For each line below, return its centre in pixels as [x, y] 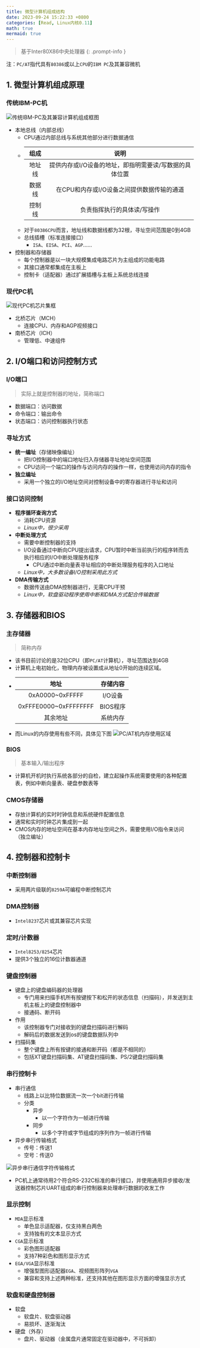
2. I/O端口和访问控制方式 [51, 361]
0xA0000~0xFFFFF [56, 695]
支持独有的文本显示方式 [52, 1233]
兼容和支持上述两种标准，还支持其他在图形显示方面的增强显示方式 [104, 1278]
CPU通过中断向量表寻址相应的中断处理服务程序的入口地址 [103, 565]
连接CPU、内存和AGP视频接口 [61, 326]
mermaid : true [24, 34]
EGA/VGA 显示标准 [35, 1263]
